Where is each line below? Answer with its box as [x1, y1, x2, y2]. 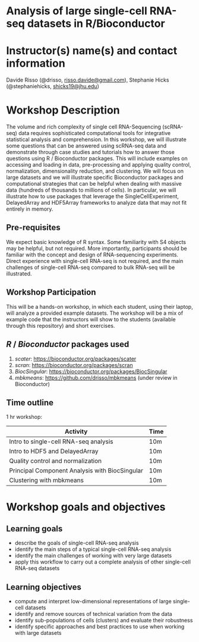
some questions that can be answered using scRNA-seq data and [6, 142, 167, 149]
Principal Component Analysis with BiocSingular [9, 466, 144, 475]
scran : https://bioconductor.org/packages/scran [14, 361, 133, 368]
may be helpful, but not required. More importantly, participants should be [6, 245, 187, 252]
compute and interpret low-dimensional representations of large [14, 598, 172, 605]
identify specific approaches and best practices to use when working [14, 623, 185, 630]
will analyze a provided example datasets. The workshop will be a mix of [6, 309, 184, 317]
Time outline [6, 397, 54, 408]
